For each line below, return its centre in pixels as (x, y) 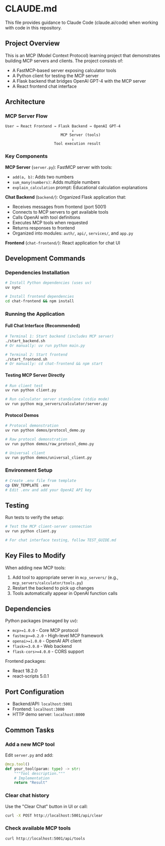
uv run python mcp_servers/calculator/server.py (56, 404)
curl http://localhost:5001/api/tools (45, 839)
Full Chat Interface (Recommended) (43, 326)
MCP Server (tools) (80, 135)
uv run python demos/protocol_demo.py (45, 430)
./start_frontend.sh (27, 359)
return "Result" (31, 783)
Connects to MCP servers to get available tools (60, 212)
